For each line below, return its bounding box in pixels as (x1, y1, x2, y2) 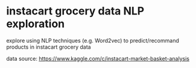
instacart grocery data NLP (6, 4, 145, 18)
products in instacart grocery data (6, 43, 92, 51)
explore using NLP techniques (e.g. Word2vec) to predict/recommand (6, 37, 179, 44)
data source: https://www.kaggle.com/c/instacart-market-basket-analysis (6, 55, 190, 62)
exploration (6, 17, 65, 31)
